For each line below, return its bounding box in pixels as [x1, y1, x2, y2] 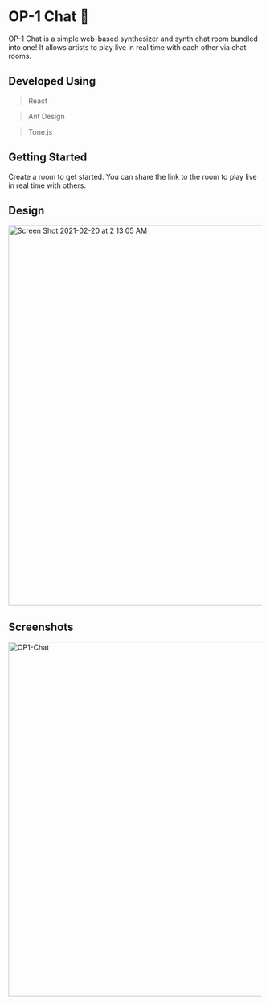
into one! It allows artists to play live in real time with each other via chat [8, 42, 247, 52]
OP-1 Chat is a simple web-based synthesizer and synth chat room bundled [8, 34, 259, 44]
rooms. [8, 51, 32, 60]
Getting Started [8, 151, 88, 164]
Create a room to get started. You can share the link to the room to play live [8, 172, 257, 181]
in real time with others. [8, 181, 87, 190]
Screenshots [8, 620, 74, 633]
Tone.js [27, 127, 53, 136]
